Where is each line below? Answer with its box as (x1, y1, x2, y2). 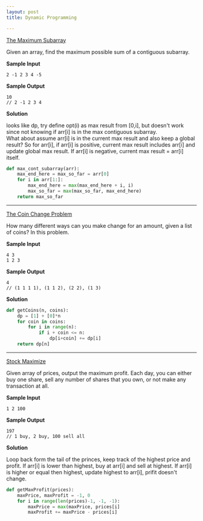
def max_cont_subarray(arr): (6, 165, 80, 171)
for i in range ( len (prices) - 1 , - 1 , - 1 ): (17, 498, 120, 504)
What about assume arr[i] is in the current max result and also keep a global (6, 134, 195, 142)
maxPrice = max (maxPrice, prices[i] (28, 503, 120, 509)
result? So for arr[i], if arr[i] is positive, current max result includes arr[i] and (6, 141, 195, 148)
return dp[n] (17, 341, 50, 347)
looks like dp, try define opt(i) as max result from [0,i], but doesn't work (6, 122, 184, 129)
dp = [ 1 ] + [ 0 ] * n (17, 313, 61, 319)
